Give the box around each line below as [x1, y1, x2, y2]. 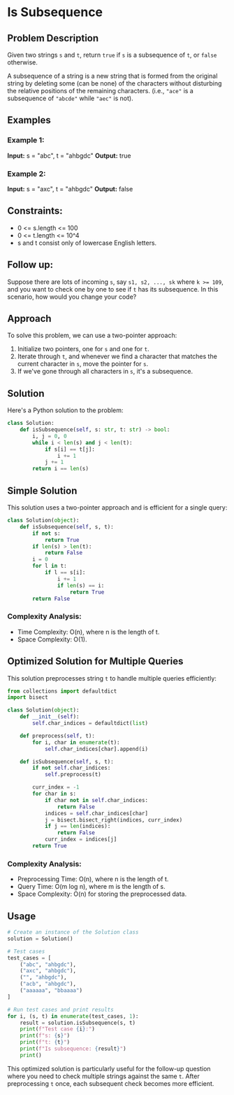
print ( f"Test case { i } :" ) [20, 1026, 96, 1033]
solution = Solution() [7, 935, 73, 942]
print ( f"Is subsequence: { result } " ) [20, 1045, 127, 1052]
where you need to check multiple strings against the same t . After [7, 1072, 200, 1080]
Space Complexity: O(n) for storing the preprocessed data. [17, 890, 187, 898]
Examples [7, 114, 51, 126]
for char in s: [32, 790, 77, 798]
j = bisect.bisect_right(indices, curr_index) [44, 816, 183, 824]
